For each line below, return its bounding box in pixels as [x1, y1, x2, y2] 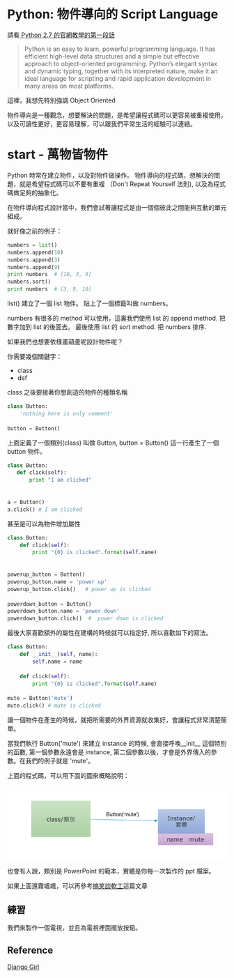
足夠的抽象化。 [19, 188, 63, 197]
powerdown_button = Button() [7, 600, 92, 607]
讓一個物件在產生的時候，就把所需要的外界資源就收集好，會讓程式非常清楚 [7, 716, 221, 724]
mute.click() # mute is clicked [7, 702, 101, 710]
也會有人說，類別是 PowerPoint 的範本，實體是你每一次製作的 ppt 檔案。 [7, 866, 215, 875]
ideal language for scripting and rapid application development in [24, 74, 212, 82]
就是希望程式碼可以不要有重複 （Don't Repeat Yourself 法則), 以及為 [19, 179, 214, 188]
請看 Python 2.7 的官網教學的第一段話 [7, 31, 115, 39]
